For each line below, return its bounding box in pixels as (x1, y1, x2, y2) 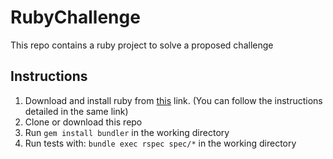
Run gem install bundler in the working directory (24, 126, 230, 138)
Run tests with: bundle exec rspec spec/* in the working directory (24, 137, 297, 149)
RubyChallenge (10, 6, 141, 29)
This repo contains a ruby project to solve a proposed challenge (10, 39, 274, 51)
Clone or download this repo (24, 116, 143, 128)
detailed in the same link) (24, 105, 129, 117)
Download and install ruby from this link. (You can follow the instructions (24, 94, 323, 106)
